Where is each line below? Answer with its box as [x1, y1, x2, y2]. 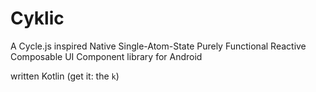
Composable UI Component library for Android [10, 50, 203, 62]
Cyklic [10, 7, 65, 30]
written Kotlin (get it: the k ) [10, 70, 120, 82]
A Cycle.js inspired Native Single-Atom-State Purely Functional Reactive [10, 40, 307, 52]
